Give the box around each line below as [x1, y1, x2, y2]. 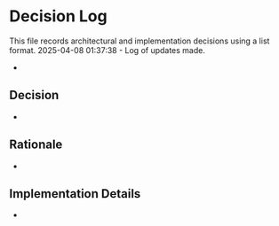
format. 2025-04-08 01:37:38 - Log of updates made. [9, 44, 206, 55]
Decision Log [9, 6, 108, 27]
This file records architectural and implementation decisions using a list [9, 35, 270, 46]
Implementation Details [9, 186, 141, 201]
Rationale [9, 137, 63, 152]
